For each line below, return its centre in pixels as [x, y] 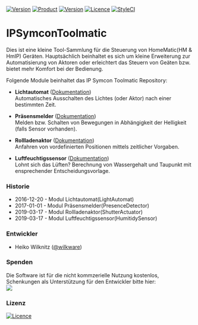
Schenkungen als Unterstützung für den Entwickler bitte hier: [81, 281]
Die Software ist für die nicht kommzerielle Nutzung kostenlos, [83, 275]
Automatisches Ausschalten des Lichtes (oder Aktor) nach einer [93, 98]
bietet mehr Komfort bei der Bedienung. [55, 69]
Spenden [20, 262]
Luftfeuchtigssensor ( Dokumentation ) [62, 158]
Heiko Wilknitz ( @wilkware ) [48, 247]
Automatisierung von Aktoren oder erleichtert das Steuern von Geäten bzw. [98, 62]
